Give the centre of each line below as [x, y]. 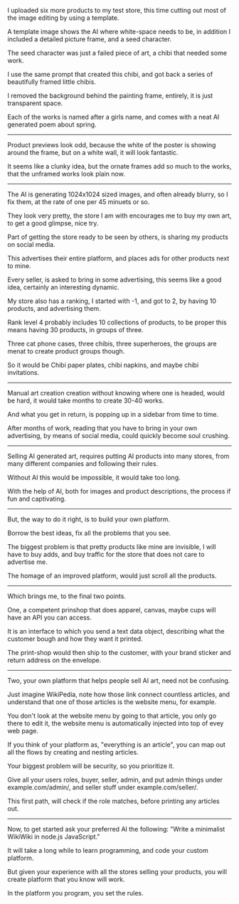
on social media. [31, 244]
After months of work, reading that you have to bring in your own [102, 428]
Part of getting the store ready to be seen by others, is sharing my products [118, 237]
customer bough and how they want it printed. [75, 639]
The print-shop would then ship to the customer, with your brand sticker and [119, 653]
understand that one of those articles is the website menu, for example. [112, 702]
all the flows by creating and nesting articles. [73, 752]
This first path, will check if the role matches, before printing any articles [114, 801]
